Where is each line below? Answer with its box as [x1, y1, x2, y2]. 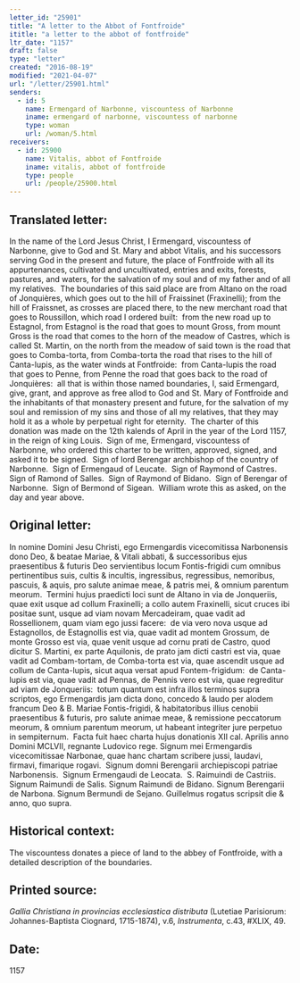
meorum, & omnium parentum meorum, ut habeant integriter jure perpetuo [9, 721, 283, 732]
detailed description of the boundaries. [9, 856, 153, 867]
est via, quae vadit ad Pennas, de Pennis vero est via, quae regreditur [28, 674, 284, 685]
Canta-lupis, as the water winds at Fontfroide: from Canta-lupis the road [9, 359, 277, 370]
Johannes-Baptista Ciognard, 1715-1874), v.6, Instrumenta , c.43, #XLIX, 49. [9, 916, 287, 927]
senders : [9, 87, 42, 96]
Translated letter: [9, 212, 108, 228]
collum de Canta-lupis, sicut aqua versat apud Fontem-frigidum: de [9, 664, 259, 675]
